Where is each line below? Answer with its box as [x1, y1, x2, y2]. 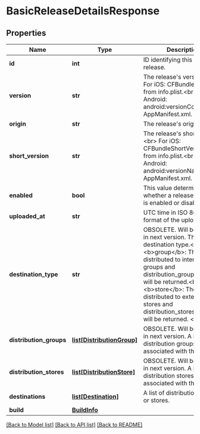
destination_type [9, 270, 58, 278]
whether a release [143, 191, 194, 199]
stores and [143, 300, 173, 308]
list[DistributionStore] [71, 368, 136, 376]
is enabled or [143, 199, 180, 207]
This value [143, 184, 173, 192]
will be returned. [143, 315, 189, 323]
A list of [143, 389, 165, 397]
